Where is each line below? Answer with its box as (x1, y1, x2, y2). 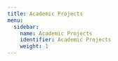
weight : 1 (20, 43, 49, 50)
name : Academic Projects (20, 29, 93, 37)
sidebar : (13, 23, 39, 30)
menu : (7, 17, 23, 24)
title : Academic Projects (7, 10, 83, 18)
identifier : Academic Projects (20, 36, 112, 43)
